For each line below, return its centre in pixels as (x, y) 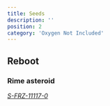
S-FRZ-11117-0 (28, 96)
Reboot (23, 61)
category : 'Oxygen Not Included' (56, 33)
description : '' (31, 20)
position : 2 (24, 26)
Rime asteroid (31, 80)
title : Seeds (26, 14)
